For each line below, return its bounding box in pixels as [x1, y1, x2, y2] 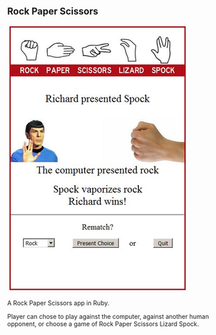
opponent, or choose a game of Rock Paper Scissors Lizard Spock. [7, 320, 199, 328]
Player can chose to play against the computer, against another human [7, 312, 210, 320]
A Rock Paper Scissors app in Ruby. [7, 299, 110, 307]
